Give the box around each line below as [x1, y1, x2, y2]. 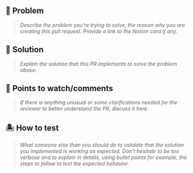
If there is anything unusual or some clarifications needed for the [19, 99, 178, 106]
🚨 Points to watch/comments [5, 83, 113, 94]
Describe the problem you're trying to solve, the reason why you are [19, 21, 185, 28]
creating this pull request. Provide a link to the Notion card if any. [19, 28, 178, 35]
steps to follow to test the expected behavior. [19, 160, 130, 167]
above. [19, 66, 37, 73]
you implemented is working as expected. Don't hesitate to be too [19, 148, 180, 155]
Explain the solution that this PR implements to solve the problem [19, 60, 177, 67]
